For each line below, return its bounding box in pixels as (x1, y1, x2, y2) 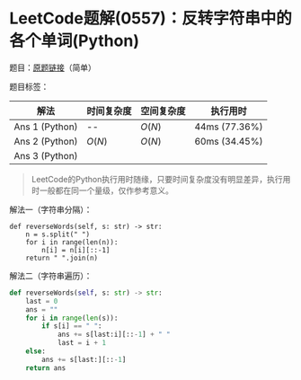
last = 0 (25, 296, 58, 305)
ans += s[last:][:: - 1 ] (41, 355, 127, 364)
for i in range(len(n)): (25, 237, 119, 247)
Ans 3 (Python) (13, 149, 78, 162)
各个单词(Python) (9, 31, 139, 51)
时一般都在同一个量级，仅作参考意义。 (31, 185, 173, 196)
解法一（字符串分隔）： (9, 204, 93, 215)
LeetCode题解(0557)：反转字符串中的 (9, 8, 292, 29)
